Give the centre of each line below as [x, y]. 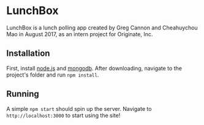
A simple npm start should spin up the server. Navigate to [79, 108]
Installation [28, 54]
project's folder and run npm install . [53, 75]
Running [23, 94]
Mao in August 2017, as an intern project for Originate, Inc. [80, 34]
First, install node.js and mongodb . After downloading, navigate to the [94, 68]
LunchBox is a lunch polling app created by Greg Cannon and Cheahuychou [102, 28]
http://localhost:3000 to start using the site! [63, 115]
